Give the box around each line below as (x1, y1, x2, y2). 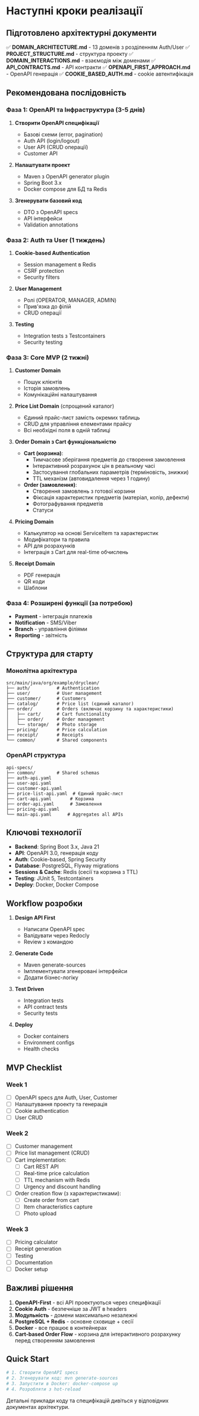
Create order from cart (23, 1196, 79, 1203)
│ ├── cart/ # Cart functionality (6, 712, 110, 718)
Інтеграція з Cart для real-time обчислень (23, 549, 129, 556)
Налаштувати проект (14, 161, 70, 168)
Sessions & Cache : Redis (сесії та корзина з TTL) (14, 869, 138, 876)
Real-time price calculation (23, 1169, 90, 1176)
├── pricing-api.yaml (6, 806, 60, 812)
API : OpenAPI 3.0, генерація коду (14, 849, 99, 857)
